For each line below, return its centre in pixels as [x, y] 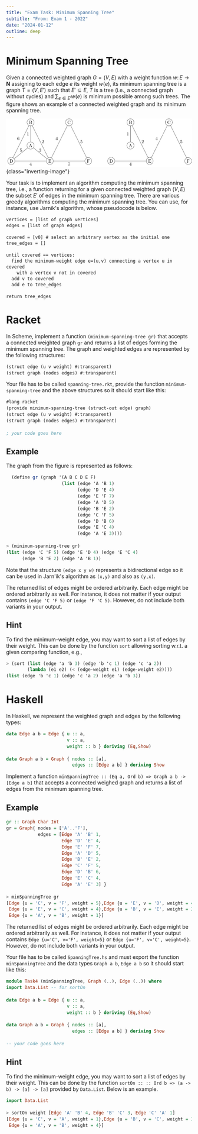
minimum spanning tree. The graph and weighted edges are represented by [98, 348]
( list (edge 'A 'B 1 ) [88, 484]
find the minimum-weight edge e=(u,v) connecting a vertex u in [92, 261]
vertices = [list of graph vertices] [52, 219]
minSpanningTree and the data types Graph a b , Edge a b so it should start [95, 964]
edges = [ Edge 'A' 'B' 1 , [69, 834]
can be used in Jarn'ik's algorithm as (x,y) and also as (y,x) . [81, 576]
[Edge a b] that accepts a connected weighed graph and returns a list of [94, 783]
